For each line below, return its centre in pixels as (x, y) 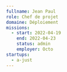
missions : (18, 28)
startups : (18, 55)
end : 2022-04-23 (36, 38)
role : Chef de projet (32, 17)
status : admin (33, 44)
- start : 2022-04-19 (36, 33)
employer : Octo (35, 49)
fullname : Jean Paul (31, 11)
